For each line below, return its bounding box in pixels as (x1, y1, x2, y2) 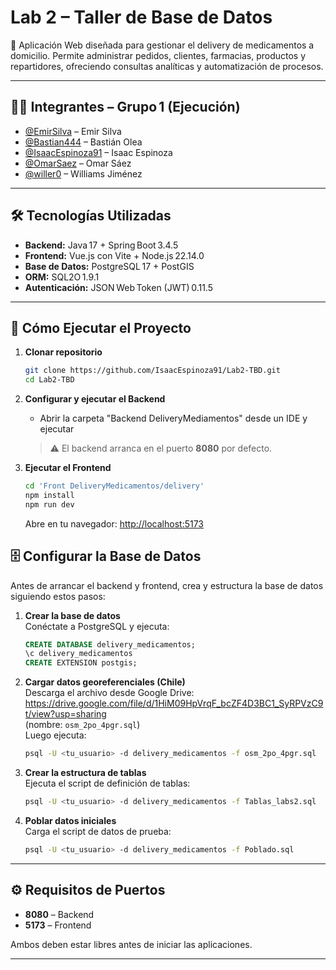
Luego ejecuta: (24, 729, 87, 741)
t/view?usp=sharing (24, 708, 107, 720)
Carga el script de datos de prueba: (24, 825, 172, 837)
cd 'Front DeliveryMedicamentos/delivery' (24, 481, 205, 491)
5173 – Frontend (24, 919, 92, 931)
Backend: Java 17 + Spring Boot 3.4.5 (24, 239, 179, 251)
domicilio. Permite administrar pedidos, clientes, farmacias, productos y (10, 49, 307, 61)
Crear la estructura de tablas (24, 767, 147, 779)
